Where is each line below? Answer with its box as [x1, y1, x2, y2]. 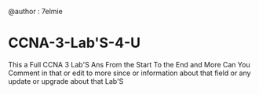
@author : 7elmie [8, 7, 63, 16]
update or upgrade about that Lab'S [8, 76, 124, 85]
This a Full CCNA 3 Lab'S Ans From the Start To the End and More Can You [8, 60, 250, 69]
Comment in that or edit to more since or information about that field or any [8, 68, 251, 78]
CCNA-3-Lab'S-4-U [8, 34, 141, 52]
